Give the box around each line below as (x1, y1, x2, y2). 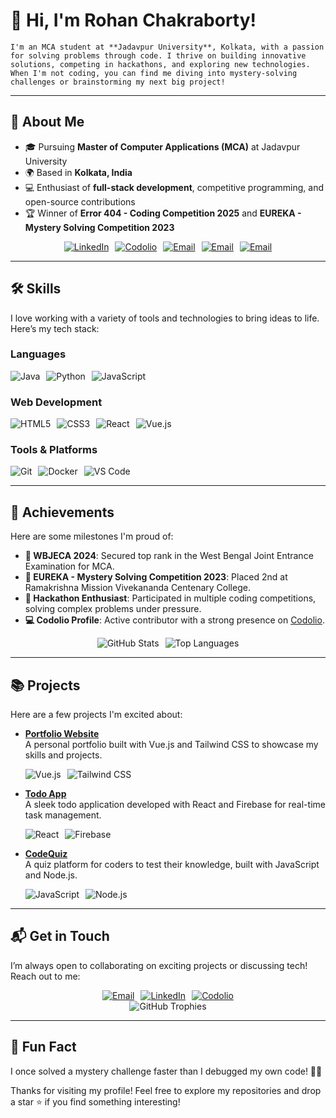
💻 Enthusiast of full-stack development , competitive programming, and (24, 181, 324, 193)
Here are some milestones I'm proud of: (10, 530, 174, 543)
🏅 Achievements (10, 504, 115, 521)
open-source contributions (24, 195, 136, 208)
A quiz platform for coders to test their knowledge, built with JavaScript (24, 859, 320, 871)
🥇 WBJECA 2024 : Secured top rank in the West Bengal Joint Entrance (24, 550, 314, 562)
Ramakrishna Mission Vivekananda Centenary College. (24, 582, 251, 594)
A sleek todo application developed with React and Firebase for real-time (24, 799, 326, 811)
